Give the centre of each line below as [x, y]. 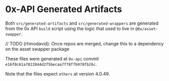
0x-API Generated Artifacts [64, 9]
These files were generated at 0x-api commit [52, 58]
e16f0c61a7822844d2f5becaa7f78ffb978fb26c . [51, 64]
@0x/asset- [147, 29]
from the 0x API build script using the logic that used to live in [70, 28]
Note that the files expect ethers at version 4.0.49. [58, 73]
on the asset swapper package [37, 49]
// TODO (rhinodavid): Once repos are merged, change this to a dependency [84, 43]
